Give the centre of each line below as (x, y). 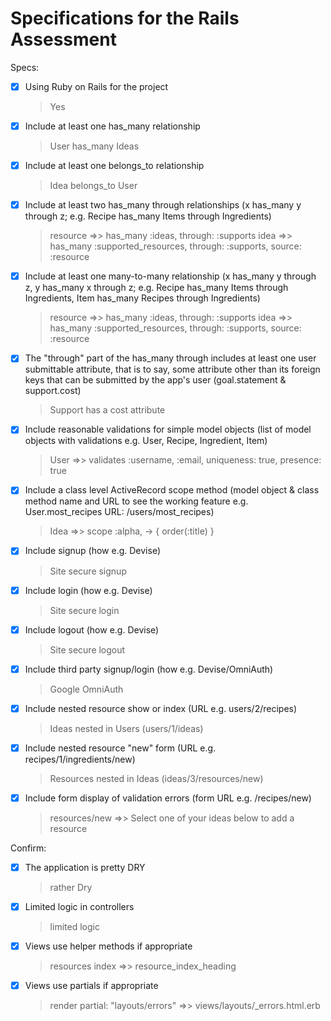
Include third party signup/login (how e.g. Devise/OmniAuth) (149, 669)
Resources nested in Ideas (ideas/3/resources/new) (156, 778)
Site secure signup (88, 571)
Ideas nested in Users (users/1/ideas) (126, 728)
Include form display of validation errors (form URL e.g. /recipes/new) (168, 798)
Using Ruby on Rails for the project (96, 86)
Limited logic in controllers (79, 906)
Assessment (63, 39)
